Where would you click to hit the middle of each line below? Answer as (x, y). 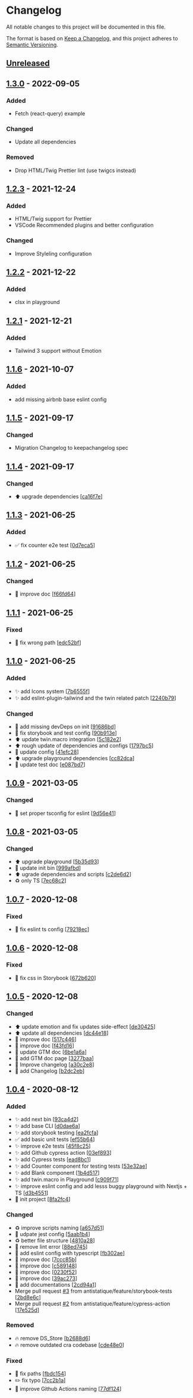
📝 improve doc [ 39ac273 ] (46, 1278)
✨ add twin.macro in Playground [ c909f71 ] (67, 1180)
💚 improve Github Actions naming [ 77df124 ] (68, 1389)
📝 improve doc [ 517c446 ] (46, 1039)
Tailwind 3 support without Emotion (58, 350)
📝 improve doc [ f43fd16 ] (44, 1045)
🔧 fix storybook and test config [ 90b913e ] (66, 733)
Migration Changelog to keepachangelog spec (72, 448)
